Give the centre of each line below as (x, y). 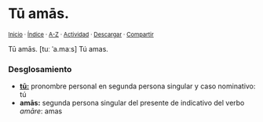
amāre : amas (41, 111)
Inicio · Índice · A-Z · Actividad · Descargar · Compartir (81, 34)
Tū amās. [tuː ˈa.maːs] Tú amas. (58, 48)
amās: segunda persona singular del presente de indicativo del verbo (132, 103)
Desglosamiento (40, 69)
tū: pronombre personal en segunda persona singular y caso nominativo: (137, 86)
